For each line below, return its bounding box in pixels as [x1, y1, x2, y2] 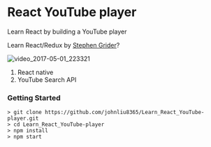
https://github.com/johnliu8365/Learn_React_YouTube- [44, 109, 205, 116]
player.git [7, 115, 39, 122]
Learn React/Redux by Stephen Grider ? [7, 41, 120, 49]
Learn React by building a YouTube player [7, 27, 127, 36]
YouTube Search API [17, 75, 77, 84]
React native [17, 68, 54, 76]
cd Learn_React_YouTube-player [13, 121, 105, 128]
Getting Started [7, 92, 61, 102]
